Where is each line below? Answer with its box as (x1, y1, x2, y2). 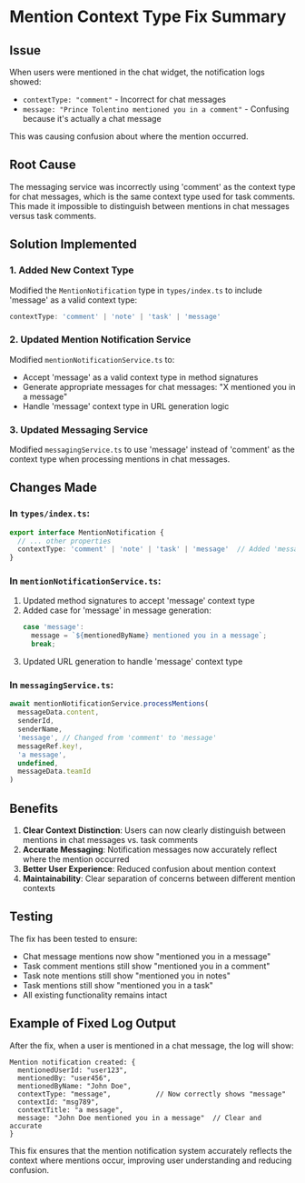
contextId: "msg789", (17, 1098, 100, 1107)
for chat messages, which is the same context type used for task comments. (9, 191, 296, 202)
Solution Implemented (9, 236, 138, 252)
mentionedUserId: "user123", (17, 1066, 128, 1075)
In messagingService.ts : (9, 679, 114, 691)
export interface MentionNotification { (9, 527, 165, 537)
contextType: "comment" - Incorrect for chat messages (22, 94, 227, 105)
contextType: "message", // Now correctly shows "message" (17, 1089, 286, 1098)
